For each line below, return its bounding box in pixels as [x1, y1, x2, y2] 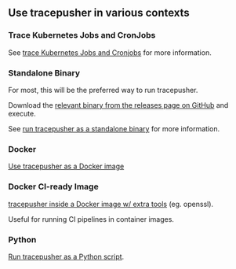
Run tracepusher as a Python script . [8, 252, 125, 261]
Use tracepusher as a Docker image [8, 161, 125, 171]
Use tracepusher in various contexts [8, 6, 190, 20]
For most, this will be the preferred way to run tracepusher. [8, 85, 198, 94]
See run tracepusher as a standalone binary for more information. [8, 123, 220, 133]
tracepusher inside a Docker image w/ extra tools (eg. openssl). [8, 199, 214, 208]
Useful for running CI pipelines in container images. [8, 214, 175, 223]
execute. [8, 109, 37, 118]
